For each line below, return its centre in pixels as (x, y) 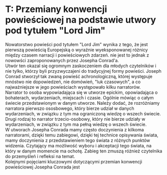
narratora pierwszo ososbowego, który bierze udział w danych (70, 108)
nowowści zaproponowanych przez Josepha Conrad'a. (62, 60)
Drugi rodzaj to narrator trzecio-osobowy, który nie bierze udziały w (75, 119)
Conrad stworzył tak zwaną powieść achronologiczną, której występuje (79, 76)
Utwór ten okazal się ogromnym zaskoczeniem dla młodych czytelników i (81, 66)
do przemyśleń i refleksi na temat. (40, 156)
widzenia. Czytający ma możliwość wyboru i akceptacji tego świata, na (78, 145)
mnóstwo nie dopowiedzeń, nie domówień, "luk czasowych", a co (73, 82)
